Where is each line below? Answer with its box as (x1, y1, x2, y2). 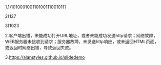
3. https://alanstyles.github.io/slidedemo (5, 54, 85, 60)
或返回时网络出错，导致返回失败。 (5, 45, 74, 50)
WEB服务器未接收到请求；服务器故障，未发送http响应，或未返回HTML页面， (5, 39, 159, 44)
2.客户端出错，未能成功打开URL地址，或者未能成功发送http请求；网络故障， (5, 33, 158, 38)
